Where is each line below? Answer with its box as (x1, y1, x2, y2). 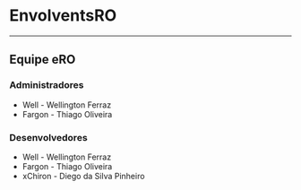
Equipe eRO (9, 52, 76, 67)
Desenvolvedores (9, 131, 88, 143)
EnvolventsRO (9, 5, 117, 26)
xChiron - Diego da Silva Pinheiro (21, 170, 145, 181)
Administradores (9, 79, 84, 91)
